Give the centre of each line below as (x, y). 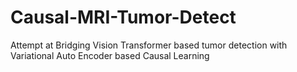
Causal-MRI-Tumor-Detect (123, 17)
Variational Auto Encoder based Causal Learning (110, 55)
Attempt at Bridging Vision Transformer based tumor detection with (149, 45)
